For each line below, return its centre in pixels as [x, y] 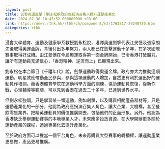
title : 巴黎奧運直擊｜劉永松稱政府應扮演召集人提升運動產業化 [60, 14]
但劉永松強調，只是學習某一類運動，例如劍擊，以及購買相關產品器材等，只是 [82, 100]
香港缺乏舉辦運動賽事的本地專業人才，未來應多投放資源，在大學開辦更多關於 [82, 119]
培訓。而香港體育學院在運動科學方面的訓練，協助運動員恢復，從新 [84, 84]
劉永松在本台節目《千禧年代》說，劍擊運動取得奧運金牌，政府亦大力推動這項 [82, 71]
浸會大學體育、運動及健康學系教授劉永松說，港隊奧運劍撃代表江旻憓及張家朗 [82, 43]
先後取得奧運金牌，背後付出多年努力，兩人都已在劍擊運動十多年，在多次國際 [82, 49]
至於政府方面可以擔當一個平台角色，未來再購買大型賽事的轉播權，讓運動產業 [82, 135]
